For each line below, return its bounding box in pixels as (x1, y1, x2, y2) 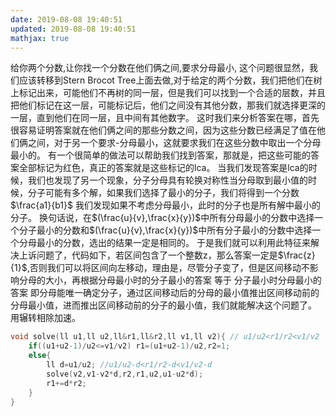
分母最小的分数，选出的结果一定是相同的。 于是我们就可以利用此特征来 (18, 237, 311, 249)
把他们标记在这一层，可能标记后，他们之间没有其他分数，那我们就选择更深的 (10, 99, 326, 111)
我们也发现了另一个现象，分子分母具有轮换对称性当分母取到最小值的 (27, 174, 308, 186)
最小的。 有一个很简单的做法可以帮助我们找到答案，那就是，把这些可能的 (10, 149, 311, 161)
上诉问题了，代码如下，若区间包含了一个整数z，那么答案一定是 (18, 249, 278, 261)
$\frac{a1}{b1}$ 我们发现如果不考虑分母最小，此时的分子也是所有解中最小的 (10, 199, 321, 211)
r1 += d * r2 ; (46, 378, 87, 388)
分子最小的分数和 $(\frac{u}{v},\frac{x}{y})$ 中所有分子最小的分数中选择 (18, 224, 313, 236)
